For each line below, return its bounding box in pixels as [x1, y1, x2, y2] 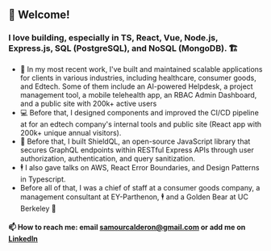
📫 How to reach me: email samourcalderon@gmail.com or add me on [8, 223, 246, 232]
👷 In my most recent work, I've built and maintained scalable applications [19, 64, 264, 73]
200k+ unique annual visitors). [19, 128, 122, 137]
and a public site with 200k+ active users [19, 98, 157, 108]
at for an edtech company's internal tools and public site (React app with [19, 119, 262, 129]
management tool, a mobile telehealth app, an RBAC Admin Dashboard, [19, 90, 257, 99]
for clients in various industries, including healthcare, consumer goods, [19, 73, 256, 82]
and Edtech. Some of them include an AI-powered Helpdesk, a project [19, 82, 253, 91]
